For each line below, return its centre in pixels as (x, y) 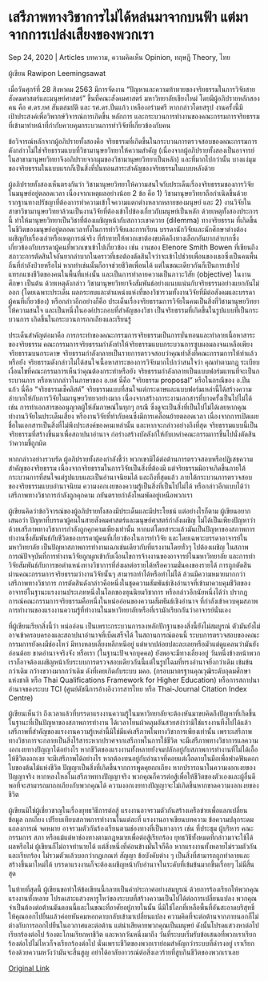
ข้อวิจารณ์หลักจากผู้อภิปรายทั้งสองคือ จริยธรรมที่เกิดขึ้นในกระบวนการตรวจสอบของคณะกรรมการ (133, 141)
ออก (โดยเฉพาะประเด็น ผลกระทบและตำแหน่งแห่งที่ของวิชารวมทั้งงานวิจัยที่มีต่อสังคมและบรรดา (132, 292)
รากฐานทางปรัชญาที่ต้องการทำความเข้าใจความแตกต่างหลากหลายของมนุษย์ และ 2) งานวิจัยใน (130, 202)
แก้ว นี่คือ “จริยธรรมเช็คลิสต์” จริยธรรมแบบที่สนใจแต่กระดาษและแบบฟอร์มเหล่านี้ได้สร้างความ (130, 389)
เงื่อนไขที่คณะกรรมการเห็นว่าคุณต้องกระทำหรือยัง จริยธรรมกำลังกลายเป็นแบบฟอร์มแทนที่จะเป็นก (134, 371)
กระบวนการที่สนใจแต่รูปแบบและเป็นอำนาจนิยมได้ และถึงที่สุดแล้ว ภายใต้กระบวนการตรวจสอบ (130, 477)
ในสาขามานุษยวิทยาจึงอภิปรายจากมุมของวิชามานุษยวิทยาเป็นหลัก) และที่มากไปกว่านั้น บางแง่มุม (132, 159)
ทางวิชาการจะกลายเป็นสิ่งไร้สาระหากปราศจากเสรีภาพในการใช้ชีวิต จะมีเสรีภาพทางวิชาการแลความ (133, 740)
